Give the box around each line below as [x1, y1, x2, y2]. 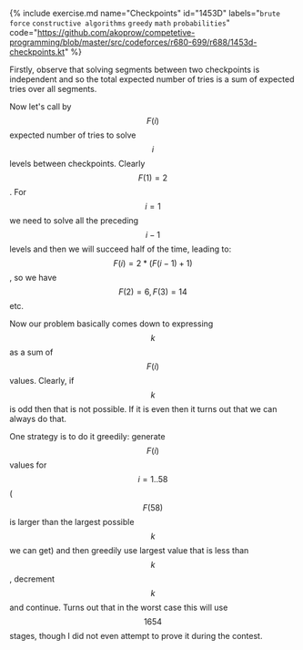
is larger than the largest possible [9, 517, 135, 527]
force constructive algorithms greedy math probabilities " [9, 17, 230, 28]
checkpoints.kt [9, 46, 66, 57]
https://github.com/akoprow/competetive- [36, 27, 196, 37]
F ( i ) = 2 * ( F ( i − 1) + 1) [113, 258, 193, 268]
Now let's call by [9, 101, 72, 112]
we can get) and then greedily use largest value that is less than [9, 545, 249, 555]
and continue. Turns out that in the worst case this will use [9, 602, 228, 613]
